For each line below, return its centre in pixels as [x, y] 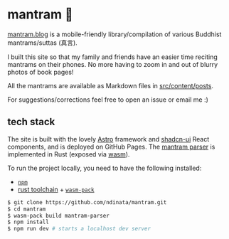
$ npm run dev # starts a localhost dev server [79, 229]
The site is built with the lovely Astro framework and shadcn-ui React [108, 139]
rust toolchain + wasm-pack [56, 189]
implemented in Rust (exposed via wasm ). [69, 154]
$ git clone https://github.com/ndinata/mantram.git [87, 202]
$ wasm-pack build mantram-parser [59, 216]
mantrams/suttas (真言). [43, 43]
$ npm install [28, 222]
